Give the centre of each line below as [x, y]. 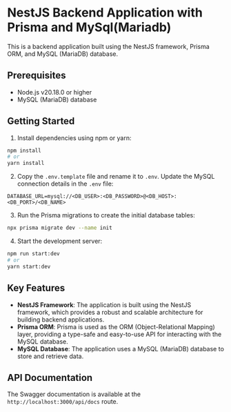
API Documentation [50, 377]
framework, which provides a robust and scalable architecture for [110, 312]
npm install [24, 150]
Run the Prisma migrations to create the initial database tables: [106, 215]
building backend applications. [61, 320]
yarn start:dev [29, 266]
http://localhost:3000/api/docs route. [63, 402]
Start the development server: [60, 241]
